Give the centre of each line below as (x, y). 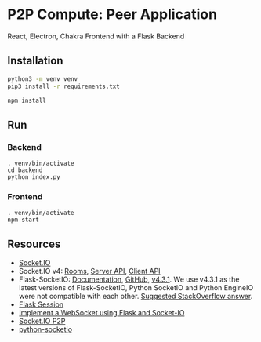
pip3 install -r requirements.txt (64, 86)
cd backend (25, 170)
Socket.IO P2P (42, 321)
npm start (24, 220)
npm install (27, 100)
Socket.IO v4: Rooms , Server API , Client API (90, 271)
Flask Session (41, 304)
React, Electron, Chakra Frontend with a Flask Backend (96, 36)
